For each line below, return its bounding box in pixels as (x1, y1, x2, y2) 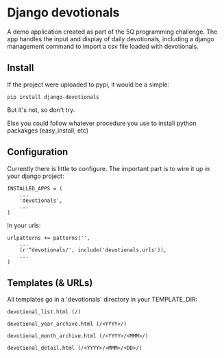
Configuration (7, 146, 69, 158)
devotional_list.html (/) (7, 309, 81, 315)
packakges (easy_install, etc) (7, 126, 89, 135)
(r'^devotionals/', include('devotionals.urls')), (19, 246, 167, 254)
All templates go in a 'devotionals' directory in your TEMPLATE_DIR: (7, 295, 198, 304)
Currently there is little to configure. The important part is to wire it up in (7, 164, 210, 172)
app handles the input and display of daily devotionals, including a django (7, 34, 214, 43)
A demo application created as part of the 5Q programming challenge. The (7, 27, 218, 36)
